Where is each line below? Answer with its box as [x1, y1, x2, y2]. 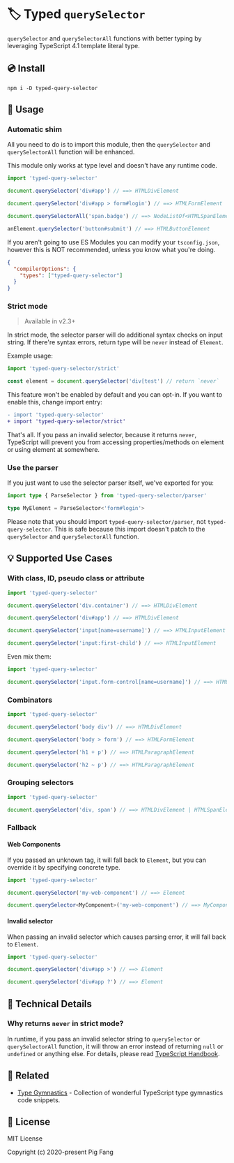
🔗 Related [7, 1070, 49, 1082]
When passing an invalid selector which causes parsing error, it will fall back [7, 932, 226, 941]
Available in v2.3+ [24, 317, 76, 326]
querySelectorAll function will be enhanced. [7, 148, 135, 156]
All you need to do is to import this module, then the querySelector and [7, 140, 211, 149]
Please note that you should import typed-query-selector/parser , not [7, 518, 207, 526]
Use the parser [7, 462, 58, 472]
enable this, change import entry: [7, 398, 103, 407]
